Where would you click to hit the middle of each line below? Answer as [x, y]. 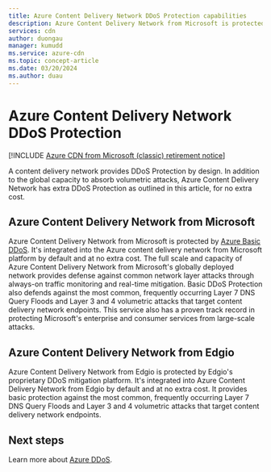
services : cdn [32, 31]
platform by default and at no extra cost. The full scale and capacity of [125, 258]
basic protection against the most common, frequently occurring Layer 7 [129, 398]
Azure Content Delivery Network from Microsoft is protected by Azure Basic [134, 241]
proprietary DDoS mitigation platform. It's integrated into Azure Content [127, 381]
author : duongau [35, 38]
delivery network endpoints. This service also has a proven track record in [132, 310]
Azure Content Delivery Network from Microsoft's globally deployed [121, 267]
